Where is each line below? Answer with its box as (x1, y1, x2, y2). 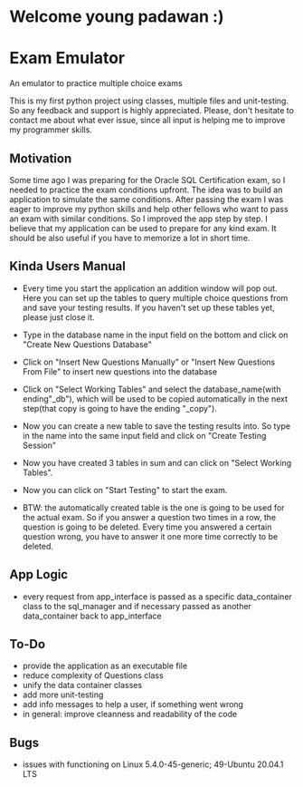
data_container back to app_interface (22, 610, 162, 621)
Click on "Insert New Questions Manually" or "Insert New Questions (22, 356, 276, 367)
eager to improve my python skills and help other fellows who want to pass (9, 203, 289, 214)
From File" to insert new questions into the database (22, 365, 218, 377)
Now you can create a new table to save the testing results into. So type (22, 420, 291, 432)
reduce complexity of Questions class (22, 670, 165, 681)
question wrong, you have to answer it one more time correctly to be (22, 530, 279, 541)
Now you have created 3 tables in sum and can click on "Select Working (22, 457, 292, 468)
